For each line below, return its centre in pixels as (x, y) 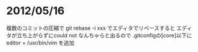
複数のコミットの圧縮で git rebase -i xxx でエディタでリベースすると (91, 28)
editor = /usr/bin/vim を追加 (40, 43)
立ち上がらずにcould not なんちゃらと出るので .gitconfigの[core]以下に (104, 35)
